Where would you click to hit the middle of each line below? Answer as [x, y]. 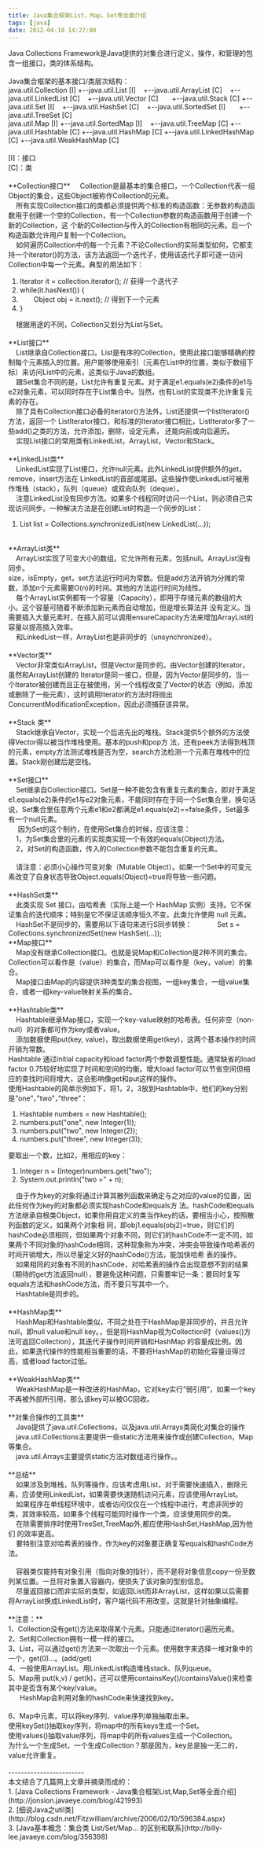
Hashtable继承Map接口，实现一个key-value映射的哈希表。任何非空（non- [135, 1020]
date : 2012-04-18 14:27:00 [52, 30]
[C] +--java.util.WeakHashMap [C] [64, 140]
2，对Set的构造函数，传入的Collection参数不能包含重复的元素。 [119, 849]
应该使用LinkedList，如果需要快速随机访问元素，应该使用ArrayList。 [132, 1494]
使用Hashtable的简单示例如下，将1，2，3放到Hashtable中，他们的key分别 [128, 1089]
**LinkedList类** [36, 459]
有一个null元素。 [35, 819]
